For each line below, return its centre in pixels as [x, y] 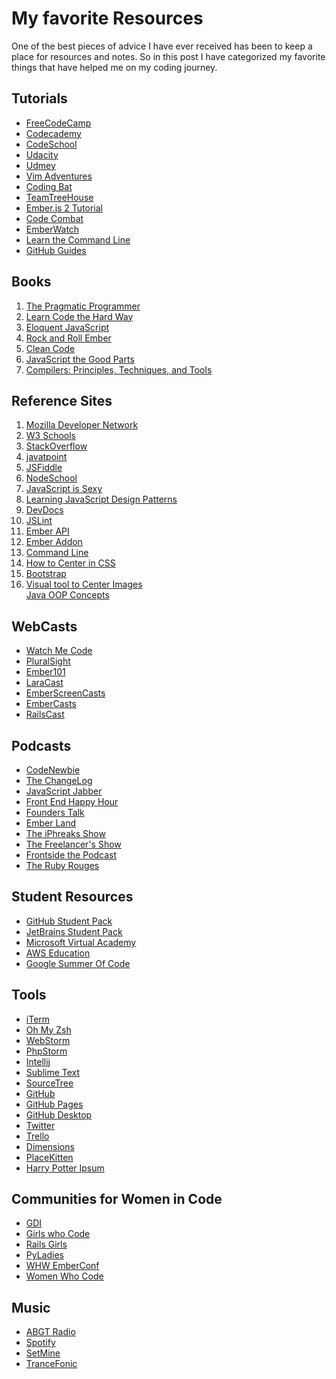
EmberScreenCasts [65, 693]
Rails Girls [46, 1244]
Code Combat [54, 218]
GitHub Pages [54, 1104]
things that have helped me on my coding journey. [114, 67]
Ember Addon [54, 542]
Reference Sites [62, 400]
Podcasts [41, 745]
